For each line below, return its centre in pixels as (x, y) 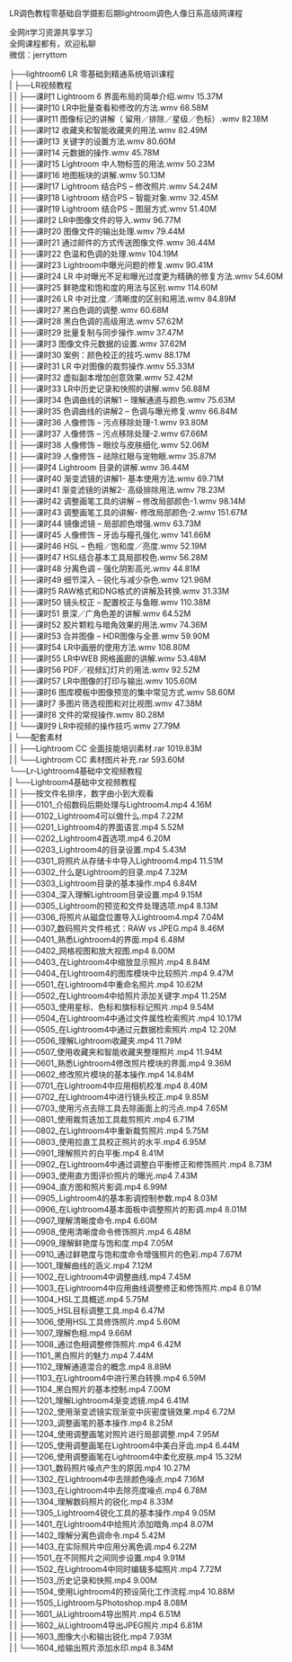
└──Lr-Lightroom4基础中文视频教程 (76, 771)
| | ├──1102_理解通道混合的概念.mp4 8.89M (90, 1367)
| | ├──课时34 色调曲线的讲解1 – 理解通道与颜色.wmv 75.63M (122, 400)
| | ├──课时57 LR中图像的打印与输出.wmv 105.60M (103, 681)
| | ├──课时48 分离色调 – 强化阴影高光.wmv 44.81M (105, 568)
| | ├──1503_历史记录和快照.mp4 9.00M (83, 1580)
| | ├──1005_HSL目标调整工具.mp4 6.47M (87, 1310)
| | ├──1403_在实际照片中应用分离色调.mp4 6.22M (103, 1546)
